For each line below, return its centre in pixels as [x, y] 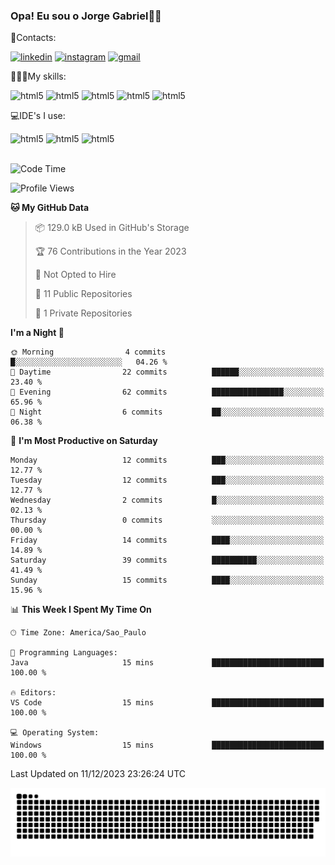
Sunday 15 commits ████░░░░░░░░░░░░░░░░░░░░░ [167, 580]
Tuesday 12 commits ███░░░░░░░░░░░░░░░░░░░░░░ [167, 480]
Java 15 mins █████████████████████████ [167, 663]
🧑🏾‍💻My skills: [38, 76]
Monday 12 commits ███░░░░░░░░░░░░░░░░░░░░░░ [167, 460]
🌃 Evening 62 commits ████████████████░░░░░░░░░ [167, 392]
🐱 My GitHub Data [50, 208]
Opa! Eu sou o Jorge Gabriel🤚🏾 [86, 16]
